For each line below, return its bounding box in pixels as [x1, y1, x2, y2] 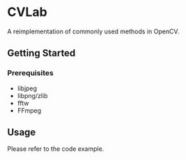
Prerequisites [7, 68, 54, 78]
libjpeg [17, 84, 37, 93]
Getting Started [7, 47, 76, 59]
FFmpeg [17, 106, 42, 115]
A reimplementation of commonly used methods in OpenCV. [7, 27, 180, 35]
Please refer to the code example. [7, 145, 104, 153]
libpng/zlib [17, 91, 48, 99]
